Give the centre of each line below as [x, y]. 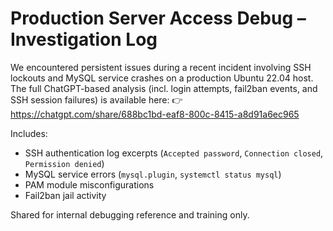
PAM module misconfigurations [89, 184]
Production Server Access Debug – [158, 18]
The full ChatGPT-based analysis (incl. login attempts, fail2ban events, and [164, 88]
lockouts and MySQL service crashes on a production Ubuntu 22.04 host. [162, 78]
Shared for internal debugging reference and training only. [130, 214]
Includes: [29, 133]
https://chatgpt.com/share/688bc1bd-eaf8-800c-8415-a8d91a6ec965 [155, 114]
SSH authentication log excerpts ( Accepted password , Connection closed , [174, 153]
